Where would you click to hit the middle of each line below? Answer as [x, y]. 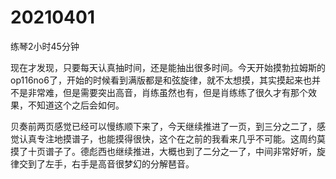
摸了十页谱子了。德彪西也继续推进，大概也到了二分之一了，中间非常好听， [163, 151]
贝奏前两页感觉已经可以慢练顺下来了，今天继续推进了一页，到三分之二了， [163, 126]
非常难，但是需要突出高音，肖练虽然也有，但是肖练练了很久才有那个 [167, 92]
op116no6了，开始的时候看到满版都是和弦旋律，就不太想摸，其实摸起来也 [161, 80]
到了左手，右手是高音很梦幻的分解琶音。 [111, 163]
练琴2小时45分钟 [45, 46]
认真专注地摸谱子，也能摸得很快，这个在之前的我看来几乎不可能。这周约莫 [172, 138]
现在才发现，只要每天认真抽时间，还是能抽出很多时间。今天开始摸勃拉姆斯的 [168, 67]
